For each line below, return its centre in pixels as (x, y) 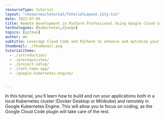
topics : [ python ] (23, 32)
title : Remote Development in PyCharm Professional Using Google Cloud (80, 23)
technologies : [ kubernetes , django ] (41, 28)
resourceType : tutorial (29, 10)
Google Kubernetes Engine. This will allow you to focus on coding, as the (79, 106)
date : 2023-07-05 (23, 19)
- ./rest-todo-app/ (29, 69)
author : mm (16, 37)
